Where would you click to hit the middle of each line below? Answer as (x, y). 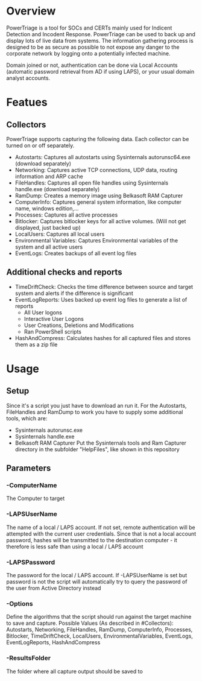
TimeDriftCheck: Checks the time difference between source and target (104, 287)
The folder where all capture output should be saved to (74, 671)
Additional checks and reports (64, 272)
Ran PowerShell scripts (52, 331)
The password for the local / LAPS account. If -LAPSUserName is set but (97, 575)
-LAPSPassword (31, 562)
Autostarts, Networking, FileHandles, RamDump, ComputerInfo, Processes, (99, 630)
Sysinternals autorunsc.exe (49, 430)
